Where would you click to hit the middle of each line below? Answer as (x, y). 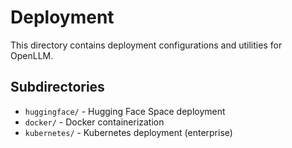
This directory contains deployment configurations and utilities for (146, 45)
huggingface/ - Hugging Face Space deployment (125, 111)
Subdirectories (57, 87)
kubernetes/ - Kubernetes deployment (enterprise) (128, 132)
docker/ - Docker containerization (94, 122)
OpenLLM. (32, 55)
